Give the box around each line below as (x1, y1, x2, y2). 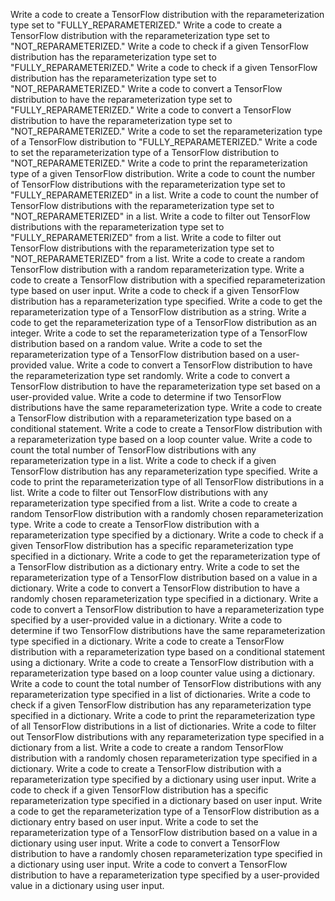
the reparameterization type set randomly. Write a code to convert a (10, 370, 291, 381)
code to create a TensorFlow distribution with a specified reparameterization (10, 274, 326, 286)
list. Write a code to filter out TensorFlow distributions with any (10, 487, 269, 498)
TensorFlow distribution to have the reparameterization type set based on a (10, 380, 321, 392)
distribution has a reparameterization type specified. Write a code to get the (10, 295, 323, 307)
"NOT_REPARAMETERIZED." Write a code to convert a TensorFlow (10, 83, 283, 94)
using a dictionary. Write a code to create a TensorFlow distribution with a (10, 657, 315, 668)
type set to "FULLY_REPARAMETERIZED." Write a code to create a (10, 19, 283, 31)
